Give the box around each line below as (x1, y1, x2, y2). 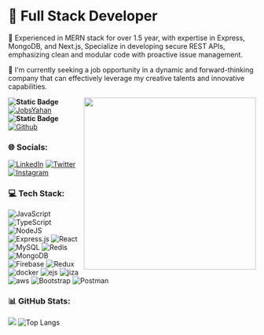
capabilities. (8, 82, 47, 91)
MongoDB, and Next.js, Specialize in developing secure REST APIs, (8, 41, 225, 50)
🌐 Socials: (8, 142, 49, 153)
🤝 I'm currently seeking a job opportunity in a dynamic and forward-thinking (8, 64, 254, 74)
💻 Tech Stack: (8, 188, 65, 199)
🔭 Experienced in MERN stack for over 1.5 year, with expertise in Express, (8, 33, 245, 42)
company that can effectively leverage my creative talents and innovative (8, 73, 245, 83)
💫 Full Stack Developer (8, 7, 158, 25)
